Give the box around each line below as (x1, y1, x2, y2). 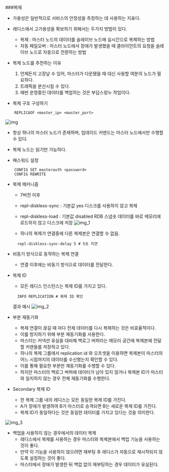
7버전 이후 (20, 192, 40, 198)
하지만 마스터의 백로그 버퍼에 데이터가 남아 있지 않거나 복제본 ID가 (20, 369, 150, 375)
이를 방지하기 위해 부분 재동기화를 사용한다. (20, 331, 105, 337)
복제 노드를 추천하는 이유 (12, 60, 62, 66)
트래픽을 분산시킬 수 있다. (20, 83, 71, 89)
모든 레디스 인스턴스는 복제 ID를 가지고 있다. (20, 283, 107, 289)
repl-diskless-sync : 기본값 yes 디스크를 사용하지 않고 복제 (20, 203, 138, 208)
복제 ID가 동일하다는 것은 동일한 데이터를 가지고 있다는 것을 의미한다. (20, 409, 155, 415)
